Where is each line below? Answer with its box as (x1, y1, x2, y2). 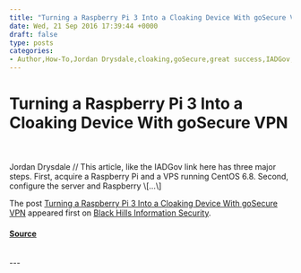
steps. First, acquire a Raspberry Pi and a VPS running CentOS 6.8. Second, (9, 171, 289, 181)
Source (9, 228, 38, 239)
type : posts (9, 38, 54, 48)
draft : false (9, 30, 58, 39)
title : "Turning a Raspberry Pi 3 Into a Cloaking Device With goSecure (9, 13, 287, 22)
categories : (9, 47, 54, 56)
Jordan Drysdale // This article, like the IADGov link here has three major (9, 161, 276, 172)
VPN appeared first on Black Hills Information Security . (9, 207, 212, 218)
